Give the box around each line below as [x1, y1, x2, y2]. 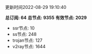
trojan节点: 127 [12, 37, 43, 43]
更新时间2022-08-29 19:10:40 [5, 4, 67, 10]
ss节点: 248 [12, 31, 37, 37]
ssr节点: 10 [12, 25, 35, 31]
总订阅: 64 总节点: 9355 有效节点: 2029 [5, 15, 87, 21]
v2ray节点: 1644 [12, 44, 46, 49]
